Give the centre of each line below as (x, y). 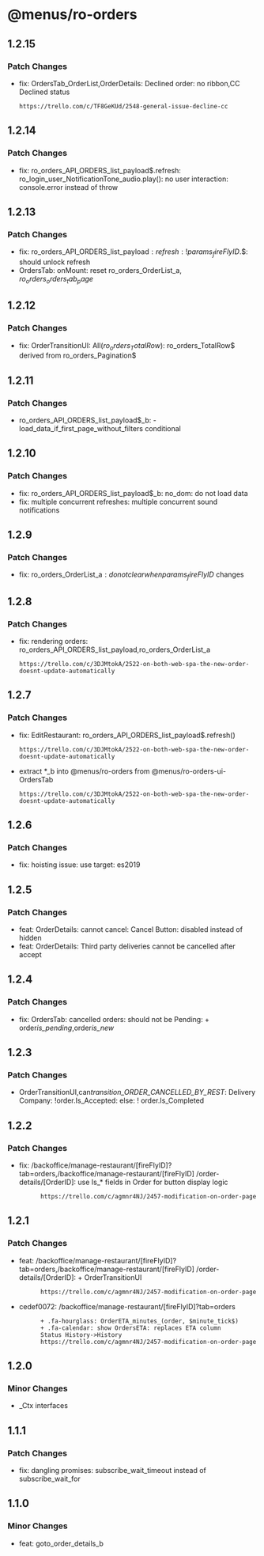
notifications (39, 510)
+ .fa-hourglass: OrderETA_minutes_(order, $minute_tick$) (139, 1321)
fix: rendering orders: (53, 641)
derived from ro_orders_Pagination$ (77, 356)
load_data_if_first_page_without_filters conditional (100, 429)
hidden (30, 937)
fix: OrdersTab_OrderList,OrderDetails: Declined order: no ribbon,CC (129, 83)
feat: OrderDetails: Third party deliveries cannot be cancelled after (127, 946)
